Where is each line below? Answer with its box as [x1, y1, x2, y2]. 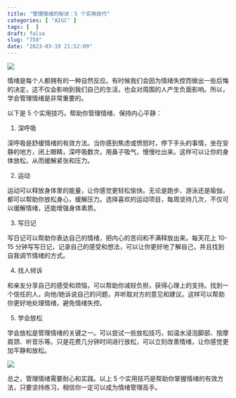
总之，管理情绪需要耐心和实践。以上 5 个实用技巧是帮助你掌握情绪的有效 [7, 374, 218, 383]
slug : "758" [7, 37, 42, 44]
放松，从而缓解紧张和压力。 [13, 156, 93, 165]
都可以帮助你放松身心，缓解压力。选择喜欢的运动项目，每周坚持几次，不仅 [7, 195, 223, 203]
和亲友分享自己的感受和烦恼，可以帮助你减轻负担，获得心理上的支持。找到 [7, 281, 223, 289]
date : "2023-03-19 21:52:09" [7, 43, 93, 50]
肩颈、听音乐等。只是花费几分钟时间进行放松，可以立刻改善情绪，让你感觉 [7, 338, 223, 345]
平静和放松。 [13, 346, 51, 354]
